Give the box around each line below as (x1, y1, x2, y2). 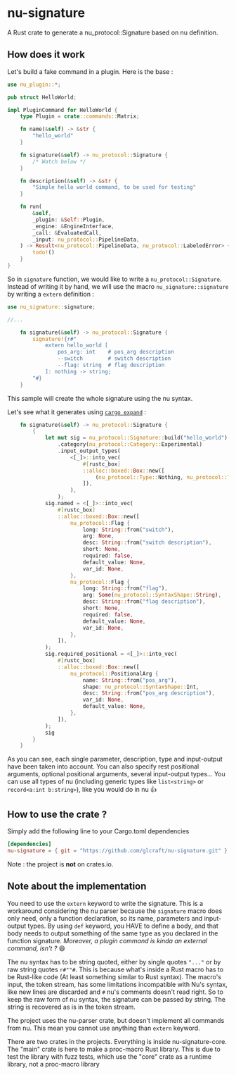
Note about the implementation (7, 881, 147, 893)
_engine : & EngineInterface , (32, 223, 114, 230)
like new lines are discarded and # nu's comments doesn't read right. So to (7, 988, 223, 996)
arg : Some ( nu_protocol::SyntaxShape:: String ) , (82, 592, 221, 599)
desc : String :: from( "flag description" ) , (82, 598, 206, 605)
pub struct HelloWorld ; (7, 94, 77, 101)
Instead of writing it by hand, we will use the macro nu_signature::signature (7, 282, 229, 290)
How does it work (7, 49, 86, 61)
